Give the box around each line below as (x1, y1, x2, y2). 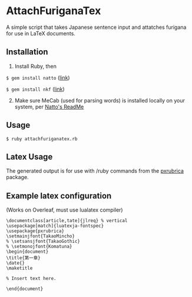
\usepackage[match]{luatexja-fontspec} (6, 223, 104, 229)
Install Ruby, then (14, 62, 57, 70)
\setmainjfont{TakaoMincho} (6, 233, 75, 239)
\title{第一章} (6, 255, 41, 261)
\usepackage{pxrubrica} (6, 228, 65, 234)
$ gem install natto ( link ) (6, 74, 70, 81)
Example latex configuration (6, 190, 112, 201)
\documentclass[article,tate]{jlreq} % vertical (6, 218, 128, 224)
